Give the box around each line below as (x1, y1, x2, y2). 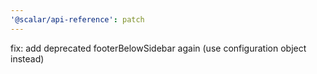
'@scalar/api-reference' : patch (10, 14, 145, 25)
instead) (10, 52, 45, 65)
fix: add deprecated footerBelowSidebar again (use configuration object (10, 42, 307, 54)
